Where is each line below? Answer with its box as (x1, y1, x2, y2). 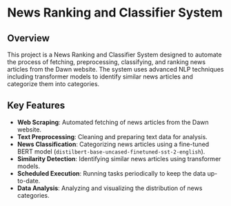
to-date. (17, 176, 41, 185)
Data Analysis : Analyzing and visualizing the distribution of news (17, 184, 203, 192)
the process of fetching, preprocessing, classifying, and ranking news (7, 58, 205, 66)
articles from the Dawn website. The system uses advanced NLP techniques (7, 65, 224, 73)
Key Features (7, 100, 66, 112)
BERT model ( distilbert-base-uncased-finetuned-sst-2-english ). (17, 147, 205, 156)
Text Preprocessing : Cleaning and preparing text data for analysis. (17, 132, 208, 141)
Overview (7, 32, 50, 44)
